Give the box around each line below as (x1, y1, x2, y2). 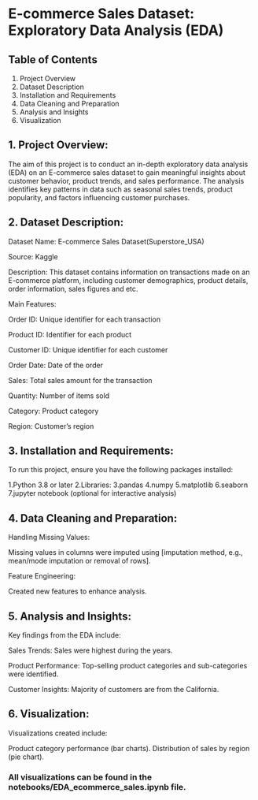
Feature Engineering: (8, 571, 76, 581)
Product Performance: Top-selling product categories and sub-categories (8, 661, 248, 671)
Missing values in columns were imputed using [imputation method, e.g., (8, 548, 244, 557)
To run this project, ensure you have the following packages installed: (8, 465, 234, 474)
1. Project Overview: (8, 139, 109, 152)
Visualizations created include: (8, 728, 108, 738)
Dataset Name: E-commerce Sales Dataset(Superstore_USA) (8, 236, 205, 246)
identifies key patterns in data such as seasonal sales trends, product (8, 184, 234, 194)
